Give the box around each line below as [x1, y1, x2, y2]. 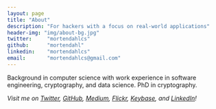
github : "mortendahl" [7, 42, 84, 49]
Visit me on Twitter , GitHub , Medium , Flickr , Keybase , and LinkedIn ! [7, 94, 197, 102]
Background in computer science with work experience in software [7, 73, 197, 82]
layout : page [7, 10, 45, 17]
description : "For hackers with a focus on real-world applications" [7, 23, 211, 29]
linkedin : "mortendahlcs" [7, 49, 91, 56]
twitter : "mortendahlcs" [7, 36, 91, 43]
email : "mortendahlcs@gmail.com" [7, 55, 121, 62]
